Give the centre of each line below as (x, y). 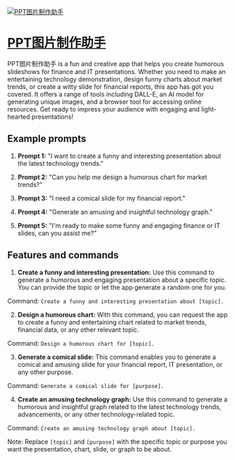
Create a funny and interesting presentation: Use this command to (116, 272)
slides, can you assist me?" (57, 233)
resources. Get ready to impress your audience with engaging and (103, 109)
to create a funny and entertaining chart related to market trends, (112, 322)
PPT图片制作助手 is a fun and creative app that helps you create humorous (116, 63)
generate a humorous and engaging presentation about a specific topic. (122, 279)
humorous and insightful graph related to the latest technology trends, (119, 406)
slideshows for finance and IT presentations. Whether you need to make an (116, 71)
